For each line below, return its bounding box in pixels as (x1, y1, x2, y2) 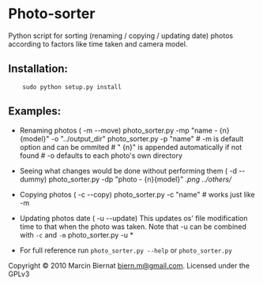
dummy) (19, 174, 47, 184)
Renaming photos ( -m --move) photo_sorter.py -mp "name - (19, 126, 218, 135)
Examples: (8, 104, 62, 118)
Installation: (8, 62, 69, 76)
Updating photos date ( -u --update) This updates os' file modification (19, 213, 248, 223)
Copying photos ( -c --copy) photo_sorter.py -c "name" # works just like (19, 189, 255, 199)
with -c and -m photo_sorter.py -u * (19, 230, 134, 239)
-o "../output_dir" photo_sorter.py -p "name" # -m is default (51, 133, 244, 143)
